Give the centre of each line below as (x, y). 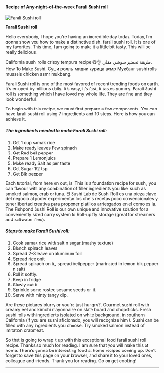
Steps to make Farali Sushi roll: (37, 231)
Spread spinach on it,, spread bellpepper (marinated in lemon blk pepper (85, 264)
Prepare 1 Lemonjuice (34, 158)
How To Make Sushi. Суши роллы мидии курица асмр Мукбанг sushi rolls (81, 69)
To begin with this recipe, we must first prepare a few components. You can (82, 109)
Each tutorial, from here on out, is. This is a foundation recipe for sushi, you (81, 183)
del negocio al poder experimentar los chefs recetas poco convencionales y (82, 199)
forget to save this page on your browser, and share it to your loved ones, (79, 356)
